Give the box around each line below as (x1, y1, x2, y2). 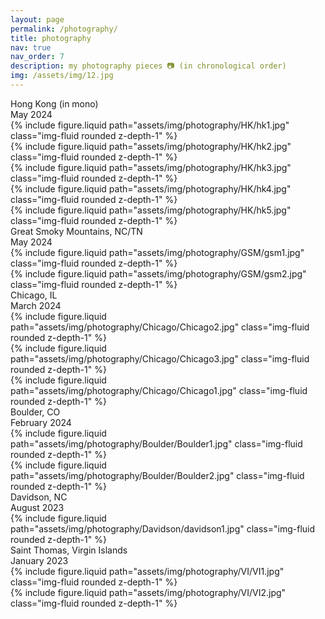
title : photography (10, 33, 92, 43)
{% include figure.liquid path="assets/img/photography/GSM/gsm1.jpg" (10, 246, 305, 258)
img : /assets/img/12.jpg (10, 71, 114, 81)
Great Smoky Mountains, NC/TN (10, 225, 143, 237)
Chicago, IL (10, 289, 58, 301)
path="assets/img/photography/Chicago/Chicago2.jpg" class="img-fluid (10, 321, 310, 333)
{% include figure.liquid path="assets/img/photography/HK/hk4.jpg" (10, 182, 292, 195)
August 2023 (10, 501, 65, 513)
